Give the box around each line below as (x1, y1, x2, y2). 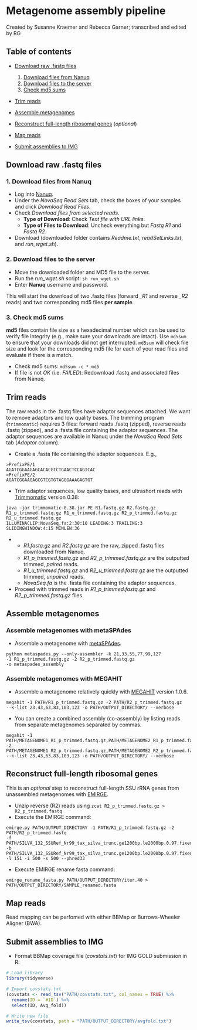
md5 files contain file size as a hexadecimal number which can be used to (6, 327, 185, 334)
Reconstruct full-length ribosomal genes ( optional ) (14, 120, 137, 127)
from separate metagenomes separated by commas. (14, 721, 142, 728)
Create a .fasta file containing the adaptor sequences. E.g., (14, 450, 157, 457)
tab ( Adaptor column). (6, 438, 60, 446)
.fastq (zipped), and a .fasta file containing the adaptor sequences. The (6, 426, 178, 433)
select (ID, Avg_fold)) (11, 1002, 67, 1008)
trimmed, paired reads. (23, 560, 79, 567)
